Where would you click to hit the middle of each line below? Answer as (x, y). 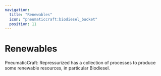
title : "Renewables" (31, 15)
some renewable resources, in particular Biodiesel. (58, 68)
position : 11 (23, 24)
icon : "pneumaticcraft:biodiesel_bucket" (53, 19)
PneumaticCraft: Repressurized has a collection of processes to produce (80, 63)
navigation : (17, 10)
